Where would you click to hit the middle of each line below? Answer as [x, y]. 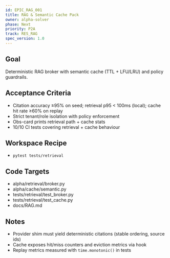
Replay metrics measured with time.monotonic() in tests [72, 250]
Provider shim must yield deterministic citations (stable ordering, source [89, 233]
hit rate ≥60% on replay [38, 111]
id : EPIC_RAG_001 [24, 10]
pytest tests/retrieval [38, 156]
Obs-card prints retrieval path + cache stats [59, 122]
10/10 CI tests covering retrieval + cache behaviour [66, 127]
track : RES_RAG [22, 34]
